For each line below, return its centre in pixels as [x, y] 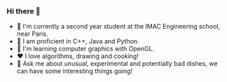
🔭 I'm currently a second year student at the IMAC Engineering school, [118, 27]
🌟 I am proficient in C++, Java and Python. [78, 41]
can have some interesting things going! [75, 71]
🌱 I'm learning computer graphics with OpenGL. [85, 49]
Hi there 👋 [24, 11]
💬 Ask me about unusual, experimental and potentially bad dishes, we [117, 64]
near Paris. [32, 34]
